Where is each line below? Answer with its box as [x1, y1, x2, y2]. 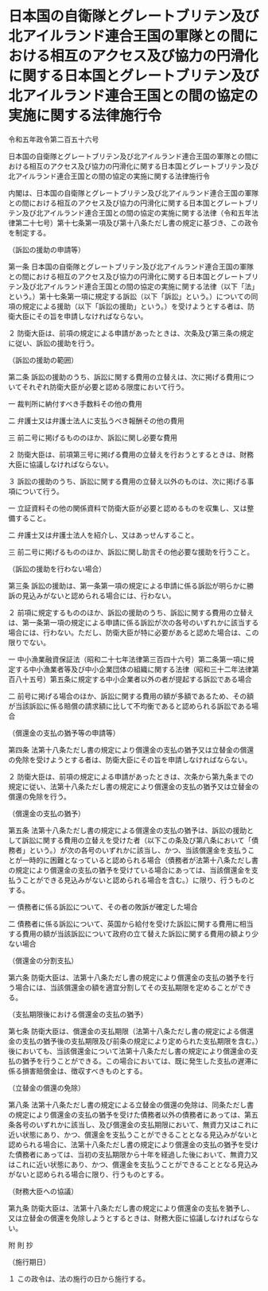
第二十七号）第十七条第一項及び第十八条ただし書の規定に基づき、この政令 [14, 218, 259, 227]
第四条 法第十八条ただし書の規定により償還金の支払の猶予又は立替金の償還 [8, 745, 254, 754]
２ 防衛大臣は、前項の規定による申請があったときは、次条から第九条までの [8, 772, 254, 781]
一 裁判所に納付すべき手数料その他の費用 [8, 399, 142, 408]
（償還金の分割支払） [8, 955, 78, 965]
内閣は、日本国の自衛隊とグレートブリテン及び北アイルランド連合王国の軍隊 [8, 188, 259, 197]
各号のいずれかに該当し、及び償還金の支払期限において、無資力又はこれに [14, 1119, 258, 1130]
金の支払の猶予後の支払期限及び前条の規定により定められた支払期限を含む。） [8, 1036, 259, 1046]
